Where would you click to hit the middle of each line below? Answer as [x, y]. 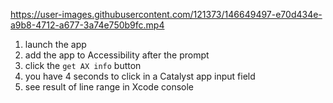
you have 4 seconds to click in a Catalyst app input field [140, 76]
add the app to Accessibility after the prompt [117, 55]
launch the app [55, 44]
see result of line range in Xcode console [109, 87]
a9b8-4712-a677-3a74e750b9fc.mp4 [87, 25]
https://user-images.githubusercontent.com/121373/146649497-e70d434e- [166, 14]
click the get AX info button [83, 65]
